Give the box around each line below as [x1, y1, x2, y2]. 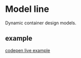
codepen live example [5, 47, 51, 53]
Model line [5, 3, 50, 15]
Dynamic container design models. [5, 20, 77, 26]
